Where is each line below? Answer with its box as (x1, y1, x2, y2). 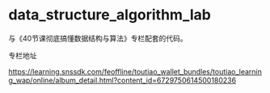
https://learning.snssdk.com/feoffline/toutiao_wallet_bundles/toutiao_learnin (8, 66, 263, 76)
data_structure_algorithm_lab (8, 6, 212, 24)
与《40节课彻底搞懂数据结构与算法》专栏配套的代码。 (8, 33, 188, 43)
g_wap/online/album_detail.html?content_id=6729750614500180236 (8, 75, 237, 85)
